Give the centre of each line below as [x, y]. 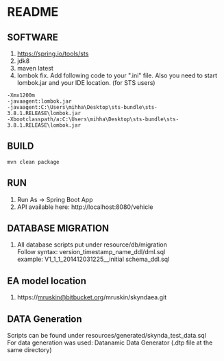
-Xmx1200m [21, 95]
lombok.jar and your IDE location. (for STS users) [86, 83]
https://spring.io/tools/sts [53, 53]
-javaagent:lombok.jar [39, 101]
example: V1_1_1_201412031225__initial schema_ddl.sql [93, 259]
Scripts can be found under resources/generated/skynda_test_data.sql [107, 336]
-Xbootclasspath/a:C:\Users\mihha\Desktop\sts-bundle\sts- [93, 119]
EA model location [47, 281]
